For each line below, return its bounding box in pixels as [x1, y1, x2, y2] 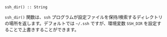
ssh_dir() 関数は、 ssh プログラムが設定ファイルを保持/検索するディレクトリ [5, 14, 163, 20]
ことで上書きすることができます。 [9, 26, 79, 32]
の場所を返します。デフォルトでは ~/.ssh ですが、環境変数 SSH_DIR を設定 [5, 20, 157, 26]
